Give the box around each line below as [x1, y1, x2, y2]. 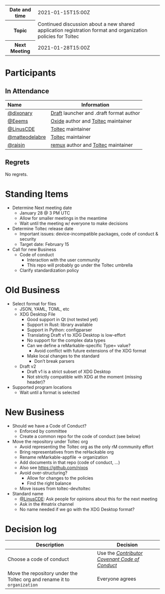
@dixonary [7, 110, 33, 116]
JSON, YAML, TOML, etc [19, 306, 70, 312]
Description [36, 541, 64, 548]
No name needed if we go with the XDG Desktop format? [19, 506, 135, 512]
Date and [9, 6, 31, 13]
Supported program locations [12, 384, 72, 390]
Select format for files [12, 300, 56, 306]
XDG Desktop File [19, 311, 55, 317]
